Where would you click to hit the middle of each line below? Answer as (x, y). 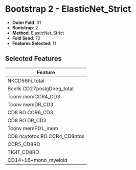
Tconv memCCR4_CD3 (34, 96)
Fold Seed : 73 (26, 38)
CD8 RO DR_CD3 (27, 120)
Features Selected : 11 (34, 43)
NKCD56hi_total (26, 81)
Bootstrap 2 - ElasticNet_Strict (68, 9)
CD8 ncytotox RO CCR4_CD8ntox (46, 136)
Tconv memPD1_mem (33, 128)
